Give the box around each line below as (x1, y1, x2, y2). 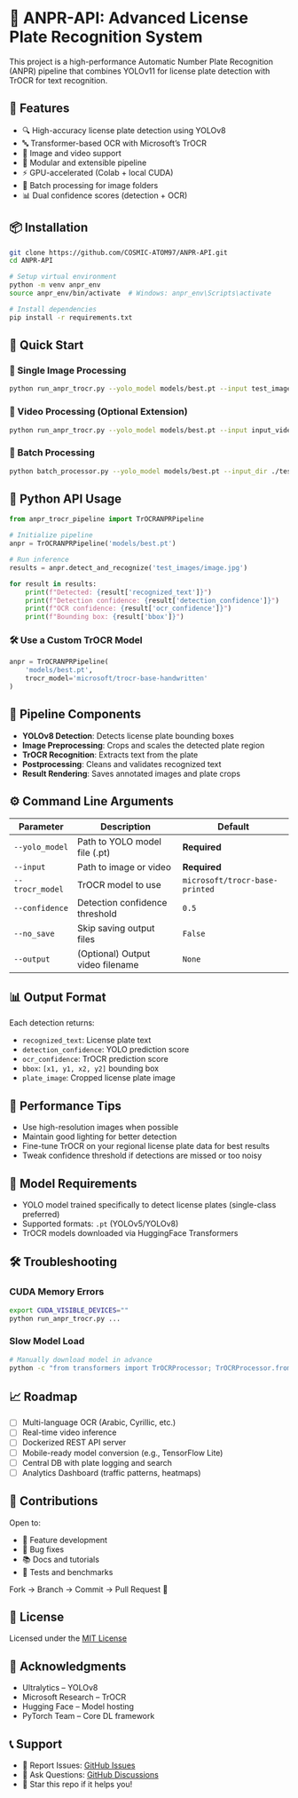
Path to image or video (76, 860, 171, 873)
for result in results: (9, 579, 98, 589)
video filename (76, 958, 139, 970)
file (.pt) (76, 846, 111, 859)
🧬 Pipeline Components (9, 707, 142, 722)
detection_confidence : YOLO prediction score (21, 1044, 190, 1055)
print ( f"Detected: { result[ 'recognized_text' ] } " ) (25, 588, 213, 597)
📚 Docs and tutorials (21, 1554, 100, 1564)
